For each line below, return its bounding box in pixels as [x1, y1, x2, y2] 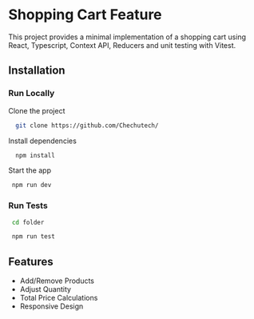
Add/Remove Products [19, 276, 94, 285]
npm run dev [11, 181, 52, 189]
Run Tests [8, 200, 48, 211]
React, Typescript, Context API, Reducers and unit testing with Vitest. [8, 40, 236, 50]
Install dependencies [8, 136, 77, 146]
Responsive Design [19, 301, 84, 311]
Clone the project [8, 106, 65, 115]
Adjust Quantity [19, 285, 72, 294]
